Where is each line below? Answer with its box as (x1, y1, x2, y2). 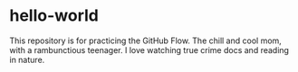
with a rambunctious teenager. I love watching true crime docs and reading (9, 44, 290, 55)
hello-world (9, 5, 100, 26)
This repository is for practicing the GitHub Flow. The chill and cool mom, (9, 35, 283, 46)
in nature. (9, 54, 45, 65)
